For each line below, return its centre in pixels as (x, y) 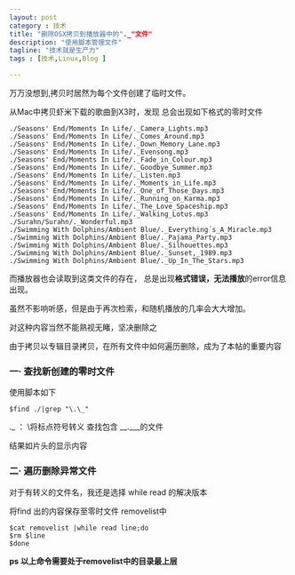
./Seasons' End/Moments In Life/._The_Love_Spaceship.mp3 (119, 206)
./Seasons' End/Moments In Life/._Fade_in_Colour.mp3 (111, 160)
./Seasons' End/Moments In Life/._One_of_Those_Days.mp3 (117, 191)
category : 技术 (38, 26)
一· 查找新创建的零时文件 (62, 371)
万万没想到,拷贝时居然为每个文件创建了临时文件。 (100, 93)
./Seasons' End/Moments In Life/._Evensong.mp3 (99, 152)
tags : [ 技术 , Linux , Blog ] (58, 59)
